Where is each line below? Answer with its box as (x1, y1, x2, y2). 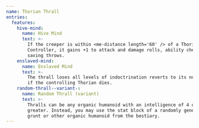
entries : (6, 14, 28, 20)
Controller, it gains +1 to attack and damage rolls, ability (27, 47, 184, 53)
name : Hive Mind (21, 31, 62, 37)
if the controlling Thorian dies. (27, 80, 113, 86)
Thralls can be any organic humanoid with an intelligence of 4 (27, 101, 190, 108)
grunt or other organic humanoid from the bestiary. (27, 113, 161, 119)
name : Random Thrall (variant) (21, 91, 99, 97)
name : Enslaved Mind (21, 63, 73, 70)
